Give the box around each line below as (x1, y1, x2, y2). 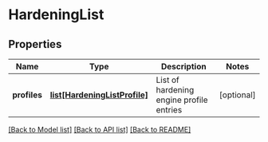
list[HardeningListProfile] (49, 89, 149, 101)
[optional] (219, 89, 256, 101)
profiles (12, 89, 42, 101)
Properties (8, 37, 62, 51)
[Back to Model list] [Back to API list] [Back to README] (8, 125, 191, 134)
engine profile (156, 94, 208, 105)
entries (156, 105, 183, 115)
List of (156, 74, 179, 85)
